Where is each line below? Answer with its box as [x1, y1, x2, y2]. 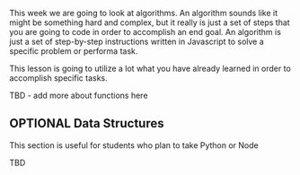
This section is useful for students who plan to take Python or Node [9, 139, 259, 151]
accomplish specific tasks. [9, 73, 108, 83]
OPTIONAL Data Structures [9, 116, 164, 131]
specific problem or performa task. [9, 46, 138, 57]
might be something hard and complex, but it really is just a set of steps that [9, 17, 290, 28]
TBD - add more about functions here [9, 90, 148, 101]
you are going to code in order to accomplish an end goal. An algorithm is [9, 27, 281, 37]
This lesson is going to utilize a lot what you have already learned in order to [9, 63, 292, 74]
